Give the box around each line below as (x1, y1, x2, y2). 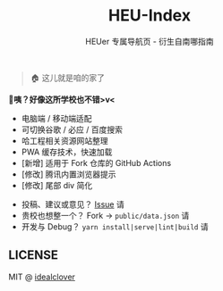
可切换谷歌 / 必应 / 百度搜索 (21, 124, 123, 135)
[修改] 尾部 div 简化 (21, 179, 93, 190)
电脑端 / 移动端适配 (21, 112, 92, 123)
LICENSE (8, 247, 59, 263)
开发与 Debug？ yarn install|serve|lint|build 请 (21, 220, 209, 232)
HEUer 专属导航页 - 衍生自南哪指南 (85, 36, 214, 46)
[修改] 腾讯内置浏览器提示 (21, 169, 116, 179)
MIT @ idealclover (8, 271, 75, 282)
